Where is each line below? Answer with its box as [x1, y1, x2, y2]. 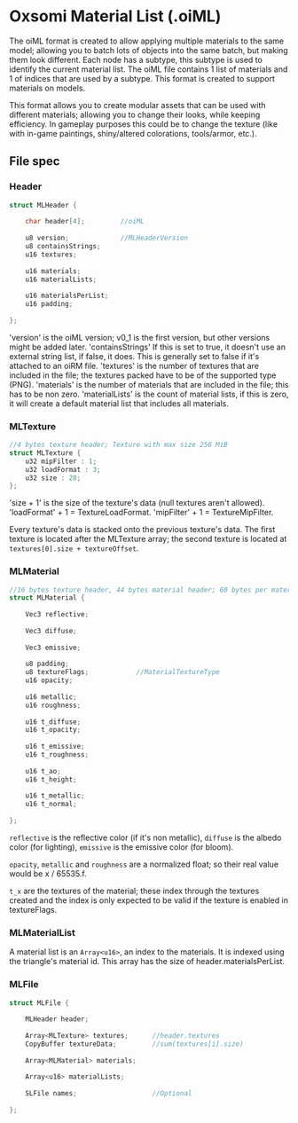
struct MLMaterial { [9, 593, 86, 602]
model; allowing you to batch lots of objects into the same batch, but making [9, 44, 288, 55]
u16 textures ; [25, 250, 77, 259]
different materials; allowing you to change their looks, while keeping [9, 109, 261, 120]
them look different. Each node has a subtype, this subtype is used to [9, 54, 263, 65]
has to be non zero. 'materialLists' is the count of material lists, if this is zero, [9, 389, 289, 399]
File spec [9, 153, 60, 169]
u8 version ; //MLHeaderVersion [25, 233, 189, 243]
